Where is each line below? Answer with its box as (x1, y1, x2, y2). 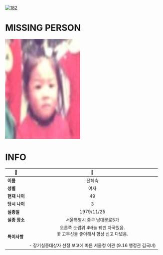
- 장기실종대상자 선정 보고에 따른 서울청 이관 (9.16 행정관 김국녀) (29, 243, 156, 249)
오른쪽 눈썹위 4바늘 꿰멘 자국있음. (59, 225, 125, 231)
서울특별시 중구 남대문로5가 (65, 217, 120, 223)
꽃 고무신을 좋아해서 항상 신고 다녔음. (56, 231, 129, 237)
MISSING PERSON (5, 22, 81, 33)
